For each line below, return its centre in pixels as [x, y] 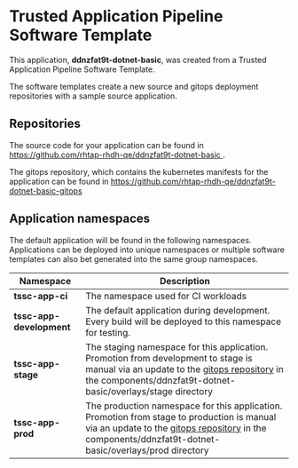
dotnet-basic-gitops [46, 190]
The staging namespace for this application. [177, 346]
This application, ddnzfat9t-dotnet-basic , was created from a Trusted [138, 59]
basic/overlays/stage [129, 391]
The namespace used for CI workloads [166, 296]
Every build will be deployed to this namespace [184, 321]
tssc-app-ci [41, 296]
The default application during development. [178, 310]
